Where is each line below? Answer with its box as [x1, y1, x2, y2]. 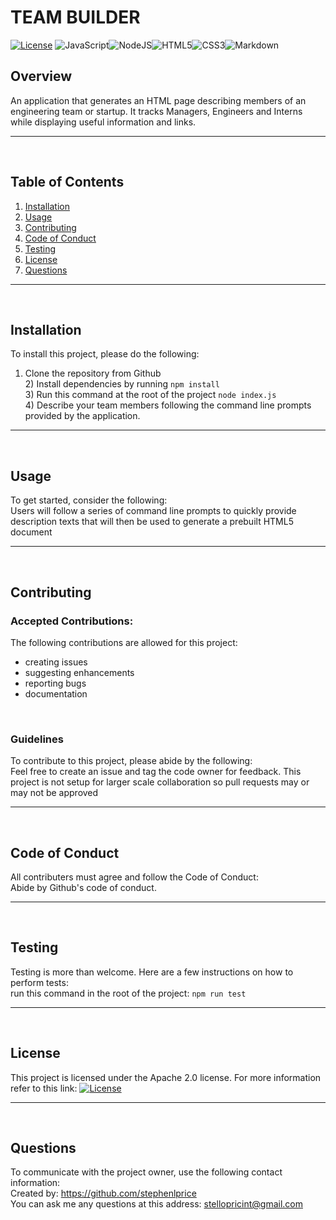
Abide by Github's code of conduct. [10, 881, 157, 893]
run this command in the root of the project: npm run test [10, 987, 247, 999]
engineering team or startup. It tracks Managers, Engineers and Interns [10, 105, 303, 117]
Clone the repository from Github [24, 367, 162, 380]
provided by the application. [24, 410, 141, 422]
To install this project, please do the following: [10, 348, 200, 360]
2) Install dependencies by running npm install [24, 378, 220, 390]
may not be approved [10, 787, 99, 799]
